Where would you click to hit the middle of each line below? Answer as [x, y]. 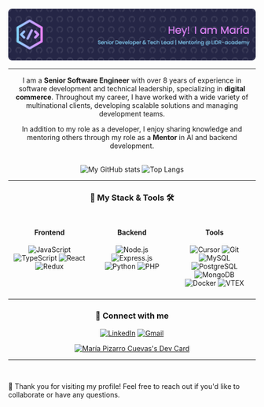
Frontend [49, 232]
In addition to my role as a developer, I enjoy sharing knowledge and [132, 129]
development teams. [132, 113]
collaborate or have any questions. [64, 394]
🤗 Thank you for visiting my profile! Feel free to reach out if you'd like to [124, 386]
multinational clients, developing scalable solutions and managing [132, 105]
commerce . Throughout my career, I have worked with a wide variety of [132, 97]
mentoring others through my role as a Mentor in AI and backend [132, 137]
